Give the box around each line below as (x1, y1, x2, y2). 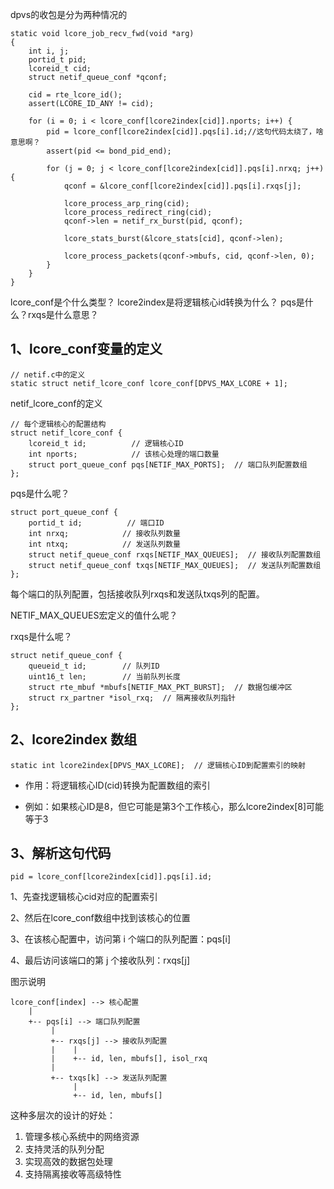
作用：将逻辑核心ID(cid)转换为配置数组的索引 (24, 779, 211, 791)
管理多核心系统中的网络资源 (24, 1131, 140, 1143)
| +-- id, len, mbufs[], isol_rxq (50, 1054, 208, 1064)
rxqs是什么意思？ (27, 309, 99, 320)
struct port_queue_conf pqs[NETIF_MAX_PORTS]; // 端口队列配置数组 (28, 459, 308, 470)
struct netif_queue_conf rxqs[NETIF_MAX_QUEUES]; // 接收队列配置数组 (28, 549, 322, 560)
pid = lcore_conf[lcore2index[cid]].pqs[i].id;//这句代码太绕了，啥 (46, 127, 324, 137)
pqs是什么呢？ (10, 487, 70, 499)
